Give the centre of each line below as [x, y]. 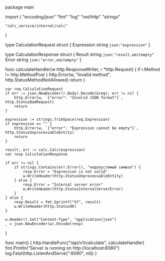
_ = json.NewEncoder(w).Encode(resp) [44, 224]
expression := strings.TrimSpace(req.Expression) [58, 119]
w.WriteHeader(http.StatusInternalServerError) [73, 189]
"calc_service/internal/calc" [37, 26]
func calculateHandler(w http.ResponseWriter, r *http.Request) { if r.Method [82, 69]
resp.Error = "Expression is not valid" [65, 172]
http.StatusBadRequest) [30, 102]
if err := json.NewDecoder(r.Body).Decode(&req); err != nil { [72, 93]
